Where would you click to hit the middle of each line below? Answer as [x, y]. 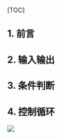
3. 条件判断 [31, 86]
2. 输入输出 [31, 60]
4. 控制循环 [31, 111]
